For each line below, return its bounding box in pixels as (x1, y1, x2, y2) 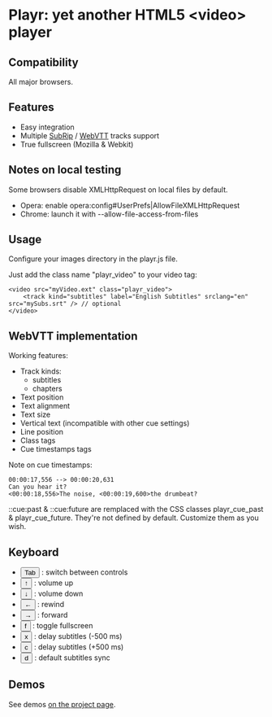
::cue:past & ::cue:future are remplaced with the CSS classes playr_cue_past (8, 505, 264, 514)
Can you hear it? (8, 483, 67, 492)
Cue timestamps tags (19, 444, 92, 454)
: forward (37, 610, 68, 620)
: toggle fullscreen (32, 621, 93, 631)
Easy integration (19, 122, 75, 132)
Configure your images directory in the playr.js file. (8, 254, 179, 264)
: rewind (37, 600, 65, 610)
